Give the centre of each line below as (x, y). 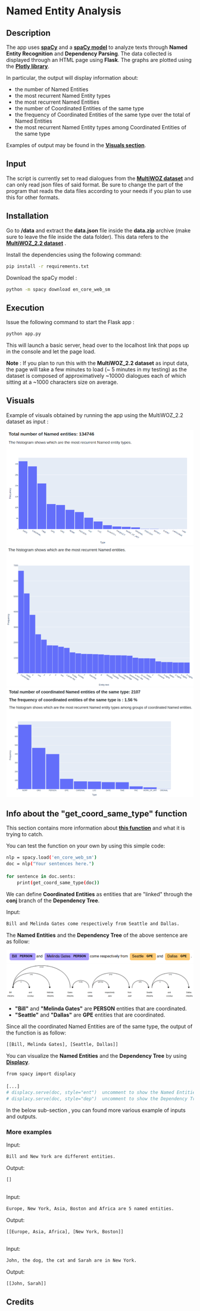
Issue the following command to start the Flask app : (71, 322)
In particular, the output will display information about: (72, 78)
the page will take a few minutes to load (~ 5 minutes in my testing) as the (97, 369)
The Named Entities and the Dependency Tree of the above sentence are (97, 935)
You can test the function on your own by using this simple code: (86, 846)
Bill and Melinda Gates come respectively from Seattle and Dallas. (93, 924)
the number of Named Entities (51, 89)
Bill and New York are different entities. (61, 1157)
